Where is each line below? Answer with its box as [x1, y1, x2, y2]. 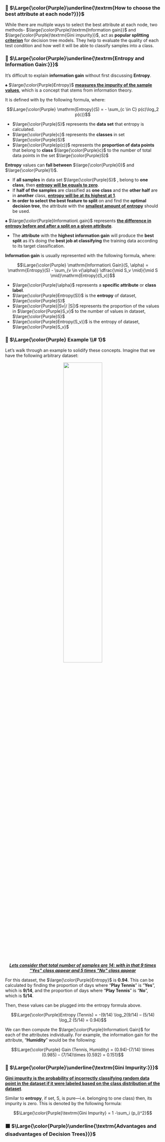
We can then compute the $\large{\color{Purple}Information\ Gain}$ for [5, 1026, 150, 1032]
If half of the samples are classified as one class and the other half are [12, 187, 158, 193]
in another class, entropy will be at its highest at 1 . [12, 192, 117, 198]
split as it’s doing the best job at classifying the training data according [12, 237, 158, 243]
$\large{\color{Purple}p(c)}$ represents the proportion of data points [12, 142, 155, 148]
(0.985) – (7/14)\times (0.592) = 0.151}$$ [41, 1051, 124, 1058]
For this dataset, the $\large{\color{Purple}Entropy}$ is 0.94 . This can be [5, 977, 154, 983]
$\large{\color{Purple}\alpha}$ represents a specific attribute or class [12, 282, 157, 288]
